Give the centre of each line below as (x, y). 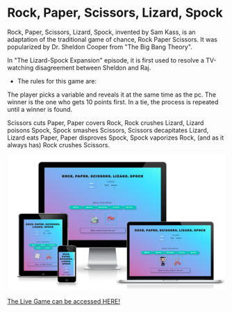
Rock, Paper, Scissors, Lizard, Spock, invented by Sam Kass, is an (101, 32)
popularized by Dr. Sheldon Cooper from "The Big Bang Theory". (100, 47)
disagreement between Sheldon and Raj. (93, 67)
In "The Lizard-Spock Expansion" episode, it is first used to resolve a (106, 60)
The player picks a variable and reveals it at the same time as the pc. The (112, 95)
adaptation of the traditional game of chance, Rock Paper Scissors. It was (112, 39)
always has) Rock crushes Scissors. (58, 145)
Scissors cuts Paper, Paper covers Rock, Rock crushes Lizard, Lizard (106, 122)
